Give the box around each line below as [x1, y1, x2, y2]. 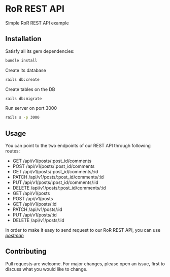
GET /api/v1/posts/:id [12, 201, 57, 207]
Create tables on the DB [5, 86, 55, 92]
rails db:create [5, 77, 40, 82]
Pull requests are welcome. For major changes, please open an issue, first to [5, 260, 165, 267]
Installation [5, 35, 42, 43]
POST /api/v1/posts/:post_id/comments [12, 163, 95, 169]
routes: [5, 148, 20, 154]
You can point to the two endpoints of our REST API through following [5, 143, 151, 149]
